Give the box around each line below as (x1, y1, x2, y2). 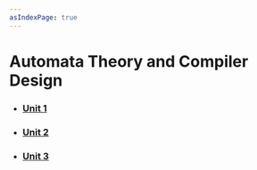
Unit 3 (21, 150, 49, 162)
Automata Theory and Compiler (9, 51, 249, 71)
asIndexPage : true (9, 12, 78, 22)
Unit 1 (21, 101, 47, 114)
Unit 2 (21, 125, 49, 138)
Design (9, 70, 63, 90)
